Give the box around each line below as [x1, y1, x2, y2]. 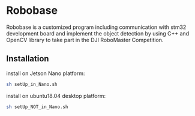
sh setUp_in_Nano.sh [6, 81, 58, 87]
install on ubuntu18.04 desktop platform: [6, 92, 106, 99]
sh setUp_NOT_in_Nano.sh [6, 103, 68, 110]
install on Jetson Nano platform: [6, 70, 85, 77]
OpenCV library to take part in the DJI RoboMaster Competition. [6, 36, 164, 43]
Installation [6, 53, 49, 64]
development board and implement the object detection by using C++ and [6, 29, 190, 37]
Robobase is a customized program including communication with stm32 [6, 23, 187, 31]
